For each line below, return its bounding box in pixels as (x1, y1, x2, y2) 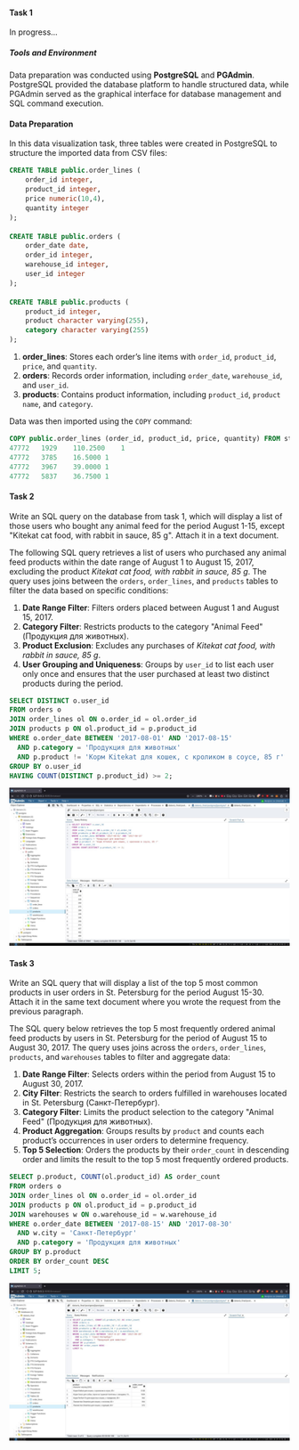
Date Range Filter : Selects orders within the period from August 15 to (21, 1069, 276, 1079)
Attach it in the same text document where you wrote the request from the (9, 997, 281, 1007)
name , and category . (21, 399, 93, 409)
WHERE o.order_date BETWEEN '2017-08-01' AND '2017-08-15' (9, 734, 233, 743)
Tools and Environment (9, 47, 97, 58)
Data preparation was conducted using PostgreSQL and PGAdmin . (9, 69, 255, 80)
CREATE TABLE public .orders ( (9, 232, 122, 240)
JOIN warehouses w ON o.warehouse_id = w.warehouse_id (9, 1210, 217, 1219)
